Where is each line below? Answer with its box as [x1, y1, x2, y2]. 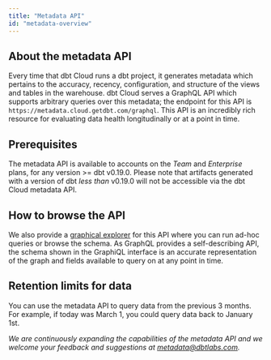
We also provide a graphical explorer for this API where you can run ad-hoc [8, 229, 260, 239]
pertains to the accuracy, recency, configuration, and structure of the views [8, 79, 260, 89]
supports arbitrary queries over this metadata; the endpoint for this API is [8, 96, 252, 106]
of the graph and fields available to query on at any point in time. [8, 255, 224, 265]
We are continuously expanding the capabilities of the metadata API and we [8, 333, 263, 343]
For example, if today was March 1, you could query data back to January [8, 309, 253, 319]
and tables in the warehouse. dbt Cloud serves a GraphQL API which [8, 88, 237, 98]
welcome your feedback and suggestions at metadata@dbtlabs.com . [8, 342, 240, 352]
